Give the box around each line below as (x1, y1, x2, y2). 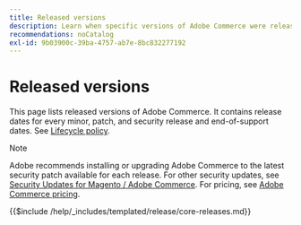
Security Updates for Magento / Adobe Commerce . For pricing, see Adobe (9, 179, 284, 190)
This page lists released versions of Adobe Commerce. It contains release (9, 107, 282, 117)
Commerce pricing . (9, 189, 81, 200)
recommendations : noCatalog (9, 30, 115, 39)
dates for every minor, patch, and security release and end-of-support (9, 116, 269, 126)
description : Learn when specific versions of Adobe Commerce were (9, 22, 267, 30)
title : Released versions (9, 13, 106, 22)
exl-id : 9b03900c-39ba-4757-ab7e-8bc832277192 (9, 38, 186, 48)
